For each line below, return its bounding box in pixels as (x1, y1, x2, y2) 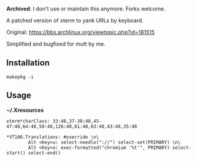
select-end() (28, 149, 61, 156)
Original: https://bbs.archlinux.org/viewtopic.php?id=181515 (6, 28, 155, 36)
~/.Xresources (6, 106, 44, 114)
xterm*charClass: (6, 118, 50, 124)
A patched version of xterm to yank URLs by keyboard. (6, 17, 144, 24)
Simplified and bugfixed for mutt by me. (6, 41, 106, 47)
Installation (6, 57, 50, 68)
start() (6, 149, 26, 156)
